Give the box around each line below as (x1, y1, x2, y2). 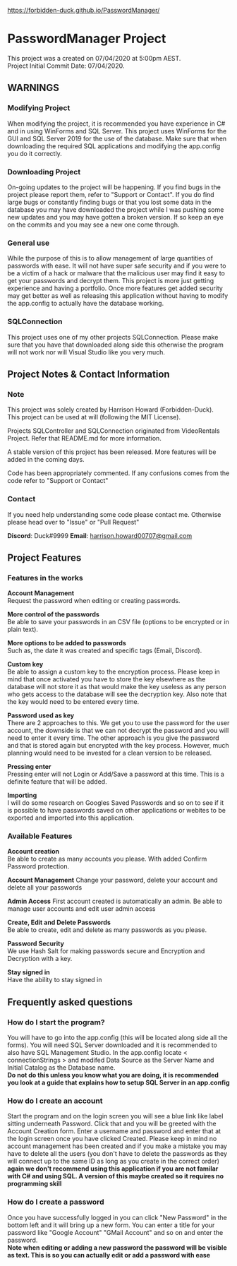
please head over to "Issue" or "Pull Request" (7, 518, 140, 526)
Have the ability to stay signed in (7, 976, 102, 984)
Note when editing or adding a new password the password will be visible (7, 1243, 227, 1252)
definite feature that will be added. (7, 777, 107, 786)
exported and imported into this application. (7, 813, 135, 822)
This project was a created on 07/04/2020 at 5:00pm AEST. (7, 54, 181, 62)
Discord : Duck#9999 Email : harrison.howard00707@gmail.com (7, 531, 193, 539)
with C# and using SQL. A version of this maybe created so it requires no (7, 1172, 224, 1181)
